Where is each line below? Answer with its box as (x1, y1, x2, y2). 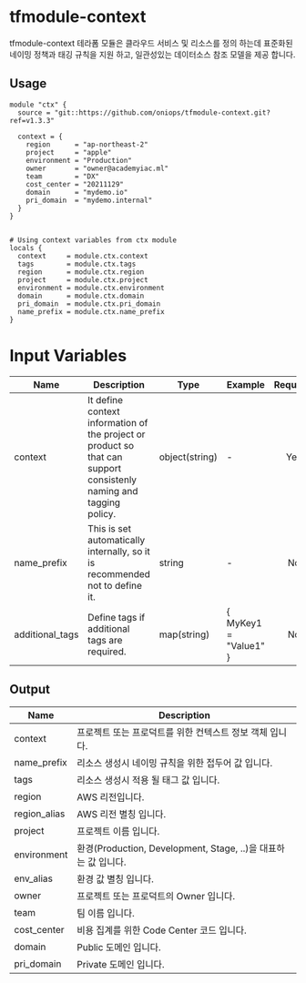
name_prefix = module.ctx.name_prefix (17, 307, 166, 316)
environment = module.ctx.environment (17, 283, 166, 292)
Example (226, 378, 266, 390)
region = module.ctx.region (17, 267, 145, 277)
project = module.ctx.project (17, 275, 148, 284)
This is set (87, 522, 132, 534)
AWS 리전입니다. (76, 790, 145, 803)
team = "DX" (25, 171, 100, 181)
